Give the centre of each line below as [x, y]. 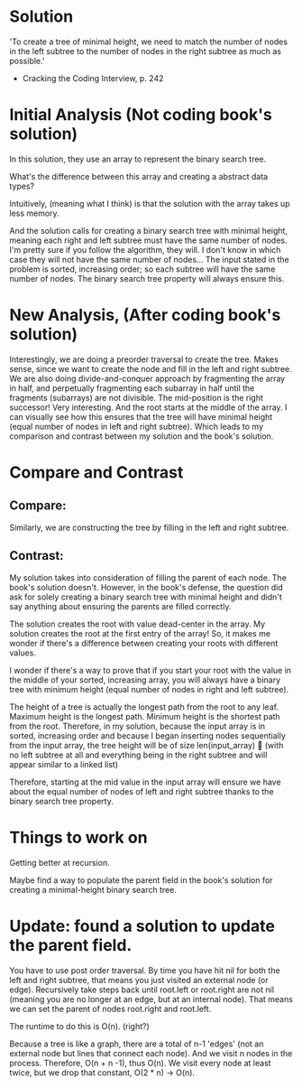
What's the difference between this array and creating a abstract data [139, 176]
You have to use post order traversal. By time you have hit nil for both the [145, 970]
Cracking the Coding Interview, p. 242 [93, 78]
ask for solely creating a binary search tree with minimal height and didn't [146, 597]
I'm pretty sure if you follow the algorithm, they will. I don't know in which [145, 249]
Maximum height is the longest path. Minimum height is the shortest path [145, 716]
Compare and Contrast [96, 472]
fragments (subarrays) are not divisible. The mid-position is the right [137, 397]
